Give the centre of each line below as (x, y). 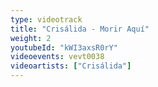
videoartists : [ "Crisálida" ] (71, 66)
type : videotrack (46, 19)
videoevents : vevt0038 (57, 57)
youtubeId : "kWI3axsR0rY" (64, 47)
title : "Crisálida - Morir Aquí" (80, 29)
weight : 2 (31, 38)
